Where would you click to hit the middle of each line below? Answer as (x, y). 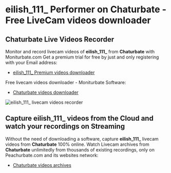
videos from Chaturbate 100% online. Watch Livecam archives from (78, 144)
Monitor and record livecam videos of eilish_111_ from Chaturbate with (80, 52)
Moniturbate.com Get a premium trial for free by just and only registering (82, 57)
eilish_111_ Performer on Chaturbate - (86, 9)
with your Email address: (31, 62)
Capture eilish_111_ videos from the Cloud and (80, 118)
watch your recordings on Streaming (65, 127)
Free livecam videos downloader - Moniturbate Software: (66, 82)
